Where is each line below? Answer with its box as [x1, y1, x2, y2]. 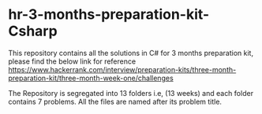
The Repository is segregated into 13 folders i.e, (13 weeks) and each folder [8, 88, 254, 97]
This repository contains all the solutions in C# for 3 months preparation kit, [8, 48, 254, 57]
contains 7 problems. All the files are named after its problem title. [8, 97, 223, 106]
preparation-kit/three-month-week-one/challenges [8, 73, 174, 83]
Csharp [8, 22, 58, 40]
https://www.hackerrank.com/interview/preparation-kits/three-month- [8, 64, 237, 74]
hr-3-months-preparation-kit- [8, 6, 210, 24]
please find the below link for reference [8, 57, 137, 66]
